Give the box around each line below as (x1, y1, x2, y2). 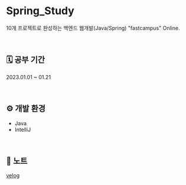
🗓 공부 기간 (6, 55, 45, 65)
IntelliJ (14, 126, 31, 133)
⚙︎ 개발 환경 (6, 103, 46, 113)
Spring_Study (6, 4, 75, 18)
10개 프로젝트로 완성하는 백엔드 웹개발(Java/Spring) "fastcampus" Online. (6, 24, 180, 31)
